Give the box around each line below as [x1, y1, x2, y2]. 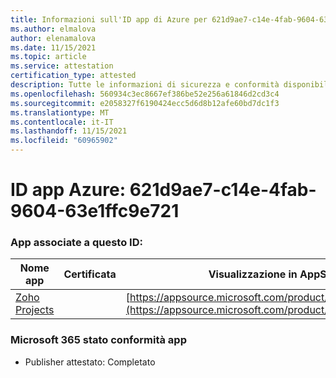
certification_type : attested [10, 71, 137, 81]
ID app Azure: [10, 179, 127, 201]
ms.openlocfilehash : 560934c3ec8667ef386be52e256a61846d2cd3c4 [10, 89, 280, 99]
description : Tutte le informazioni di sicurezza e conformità [10, 80, 280, 90]
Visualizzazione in [208, 267, 298, 281]
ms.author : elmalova [10, 24, 97, 34]
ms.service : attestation [10, 61, 114, 71]
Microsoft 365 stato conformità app [10, 333, 187, 347]
